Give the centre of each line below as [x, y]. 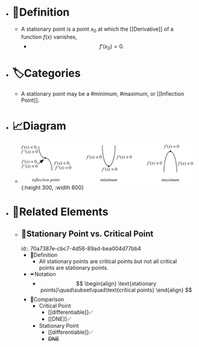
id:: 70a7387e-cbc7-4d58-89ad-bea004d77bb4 [81, 248]
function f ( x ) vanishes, [49, 37]
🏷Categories [46, 73]
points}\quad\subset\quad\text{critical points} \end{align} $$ [116, 290]
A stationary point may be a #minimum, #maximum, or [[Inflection [103, 94]
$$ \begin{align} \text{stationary [116, 283]
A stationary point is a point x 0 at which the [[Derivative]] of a [97, 30]
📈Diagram [39, 126]
